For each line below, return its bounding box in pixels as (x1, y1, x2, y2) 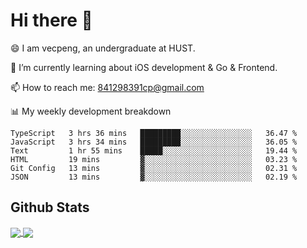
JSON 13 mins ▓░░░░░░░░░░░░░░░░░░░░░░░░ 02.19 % (10, 172, 298, 182)
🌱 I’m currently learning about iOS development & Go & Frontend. (10, 61, 278, 73)
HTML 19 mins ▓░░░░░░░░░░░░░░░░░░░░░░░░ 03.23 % (10, 154, 298, 164)
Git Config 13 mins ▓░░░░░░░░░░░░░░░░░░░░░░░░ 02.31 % (10, 163, 298, 173)
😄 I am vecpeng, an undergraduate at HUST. (10, 42, 196, 54)
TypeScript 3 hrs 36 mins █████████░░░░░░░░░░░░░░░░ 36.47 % (10, 128, 298, 138)
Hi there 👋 (10, 9, 93, 32)
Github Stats (10, 199, 90, 216)
